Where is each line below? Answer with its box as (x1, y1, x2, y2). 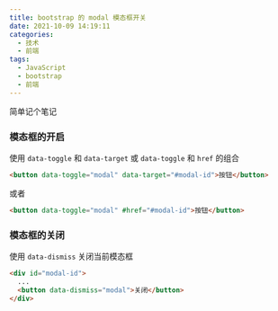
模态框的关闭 (9, 228, 66, 241)
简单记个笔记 (9, 105, 57, 117)
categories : (9, 30, 54, 39)
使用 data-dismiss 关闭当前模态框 (9, 251, 133, 262)
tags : (9, 55, 30, 64)
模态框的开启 (9, 130, 66, 143)
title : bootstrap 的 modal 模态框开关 (9, 13, 147, 22)
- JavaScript (17, 64, 67, 73)
